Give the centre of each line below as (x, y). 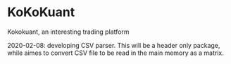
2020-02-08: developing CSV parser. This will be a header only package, (114, 45)
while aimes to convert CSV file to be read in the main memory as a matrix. (115, 53)
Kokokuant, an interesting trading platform (68, 32)
